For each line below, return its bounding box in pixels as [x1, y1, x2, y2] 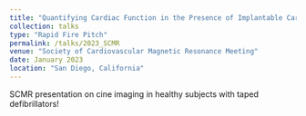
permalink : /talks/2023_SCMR [9, 38, 120, 48]
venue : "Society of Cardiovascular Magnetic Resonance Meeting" [9, 47, 259, 56]
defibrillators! [9, 98, 59, 109]
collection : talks [9, 22, 79, 31]
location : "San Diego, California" [9, 64, 145, 73]
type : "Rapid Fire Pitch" [9, 30, 107, 39]
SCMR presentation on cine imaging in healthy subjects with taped [9, 88, 260, 100]
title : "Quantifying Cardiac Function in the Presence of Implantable [9, 13, 283, 23]
